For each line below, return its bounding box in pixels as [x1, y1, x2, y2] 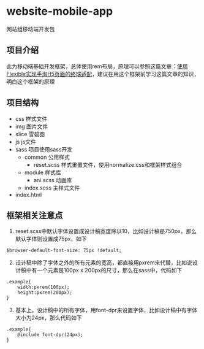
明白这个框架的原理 [6, 78, 55, 85]
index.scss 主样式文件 [24, 184, 80, 191]
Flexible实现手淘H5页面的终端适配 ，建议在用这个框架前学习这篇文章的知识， [6, 70, 200, 77]
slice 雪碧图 [15, 130, 45, 137]
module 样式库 [24, 169, 61, 176]
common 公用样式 [24, 153, 70, 161]
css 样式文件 [15, 115, 48, 122]
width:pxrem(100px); [17, 284, 70, 291]
